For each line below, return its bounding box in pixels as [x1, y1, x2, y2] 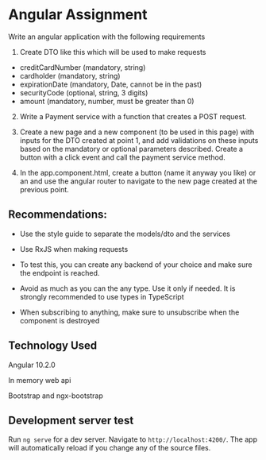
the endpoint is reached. [19, 268, 100, 277]
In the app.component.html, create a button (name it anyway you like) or [19, 168, 256, 177]
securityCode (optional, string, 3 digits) [19, 87, 148, 97]
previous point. [19, 184, 69, 194]
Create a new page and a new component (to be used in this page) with [19, 127, 255, 137]
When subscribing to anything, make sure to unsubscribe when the [19, 307, 240, 317]
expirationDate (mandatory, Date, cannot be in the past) [19, 79, 202, 89]
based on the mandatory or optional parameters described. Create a [19, 144, 244, 153]
